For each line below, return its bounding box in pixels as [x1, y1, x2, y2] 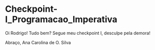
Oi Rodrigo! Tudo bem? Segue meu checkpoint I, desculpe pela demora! [5, 30, 151, 36]
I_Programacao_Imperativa [5, 14, 118, 25]
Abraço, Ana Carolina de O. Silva [5, 39, 71, 45]
